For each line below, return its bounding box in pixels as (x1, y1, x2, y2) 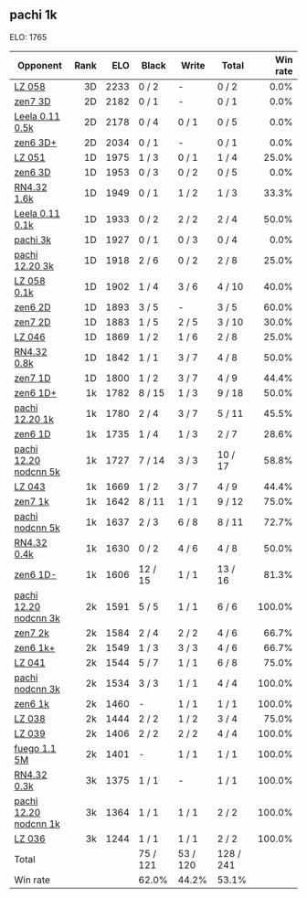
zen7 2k (14, 626, 50, 639)
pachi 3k (14, 233, 52, 246)
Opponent (16, 59, 62, 71)
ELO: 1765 (9, 31, 48, 42)
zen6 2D (14, 301, 51, 314)
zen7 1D (14, 371, 51, 384)
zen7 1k (14, 495, 50, 508)
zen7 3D (14, 95, 51, 108)
